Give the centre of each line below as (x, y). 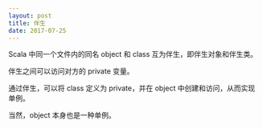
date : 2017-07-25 (37, 30)
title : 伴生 (27, 23)
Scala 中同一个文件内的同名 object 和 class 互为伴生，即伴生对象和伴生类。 (133, 54)
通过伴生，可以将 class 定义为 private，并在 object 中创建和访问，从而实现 (132, 88)
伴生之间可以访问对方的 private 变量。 (71, 71)
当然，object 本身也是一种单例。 (62, 115)
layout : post (30, 16)
